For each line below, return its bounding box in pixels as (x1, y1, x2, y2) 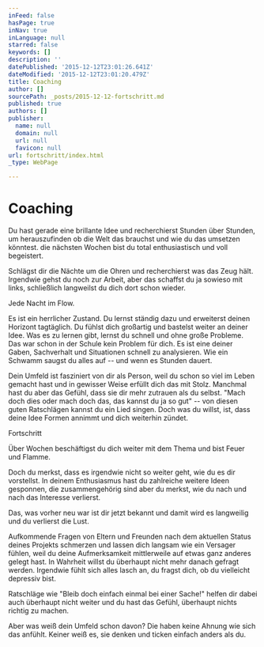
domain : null (15, 129, 58, 137)
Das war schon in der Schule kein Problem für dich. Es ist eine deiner (8, 339, 233, 349)
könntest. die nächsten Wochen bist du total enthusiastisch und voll (8, 243, 228, 252)
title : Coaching (8, 78, 62, 85)
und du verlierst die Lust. (8, 516, 89, 526)
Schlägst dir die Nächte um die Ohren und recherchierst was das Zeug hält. (8, 267, 254, 276)
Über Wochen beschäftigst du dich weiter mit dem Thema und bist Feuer (8, 444, 245, 453)
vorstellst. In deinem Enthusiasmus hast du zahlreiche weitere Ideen (8, 476, 229, 486)
